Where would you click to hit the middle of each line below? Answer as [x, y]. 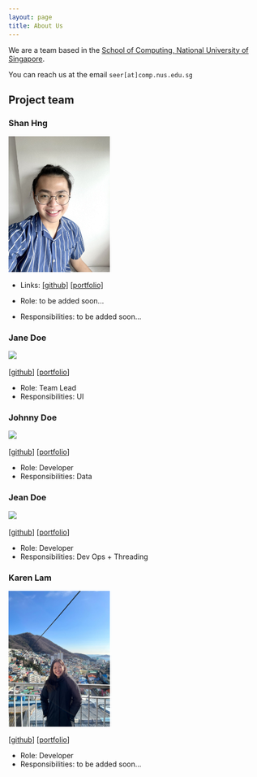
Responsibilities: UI [52, 397]
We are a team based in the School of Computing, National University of [128, 50]
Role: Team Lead [48, 388]
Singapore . [27, 59]
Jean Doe [28, 498]
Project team [41, 100]
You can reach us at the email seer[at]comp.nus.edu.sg [101, 74]
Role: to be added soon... [62, 300]
